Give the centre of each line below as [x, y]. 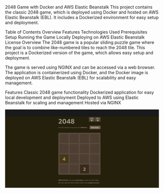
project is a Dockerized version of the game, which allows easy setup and [79, 53]
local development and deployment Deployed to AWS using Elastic [72, 97]
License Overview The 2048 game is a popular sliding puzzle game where [80, 42]
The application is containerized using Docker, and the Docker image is [77, 72]
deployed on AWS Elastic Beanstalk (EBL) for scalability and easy [71, 78]
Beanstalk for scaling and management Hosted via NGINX [63, 103]
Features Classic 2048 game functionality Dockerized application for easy [80, 92]
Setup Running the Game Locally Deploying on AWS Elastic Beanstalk [75, 37]
